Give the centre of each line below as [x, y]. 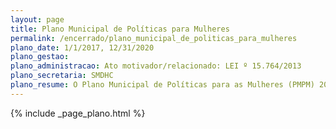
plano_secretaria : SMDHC [62, 76]
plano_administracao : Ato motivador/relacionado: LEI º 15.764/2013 [156, 66]
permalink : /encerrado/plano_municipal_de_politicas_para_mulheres [154, 38]
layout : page [37, 19]
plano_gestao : [40, 57]
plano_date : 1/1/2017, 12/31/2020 [82, 47]
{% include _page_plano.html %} [78, 113]
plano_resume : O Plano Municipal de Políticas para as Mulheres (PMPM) [162, 85]
